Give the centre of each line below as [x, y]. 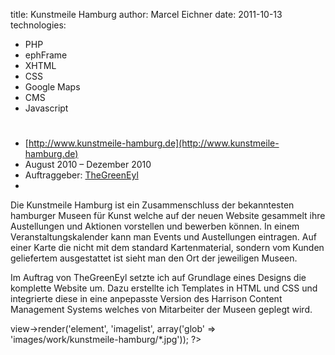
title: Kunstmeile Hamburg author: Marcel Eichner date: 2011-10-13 [146, 14]
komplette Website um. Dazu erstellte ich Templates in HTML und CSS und [164, 288]
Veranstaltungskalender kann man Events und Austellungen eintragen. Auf [163, 237]
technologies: [38, 25]
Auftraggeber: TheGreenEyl [81, 175]
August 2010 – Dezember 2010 [88, 165]
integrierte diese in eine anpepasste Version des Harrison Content [146, 299]
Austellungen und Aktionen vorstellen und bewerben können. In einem [155, 226]
